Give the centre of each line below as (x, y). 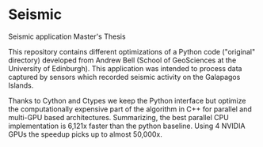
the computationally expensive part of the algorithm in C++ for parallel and (130, 109)
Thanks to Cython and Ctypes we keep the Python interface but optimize (127, 100)
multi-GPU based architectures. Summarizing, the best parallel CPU (119, 117)
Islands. (21, 85)
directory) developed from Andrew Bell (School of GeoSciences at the (122, 60)
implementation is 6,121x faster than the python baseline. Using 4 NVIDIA (127, 126)
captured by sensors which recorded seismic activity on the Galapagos (124, 77)
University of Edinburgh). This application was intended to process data (125, 68)
